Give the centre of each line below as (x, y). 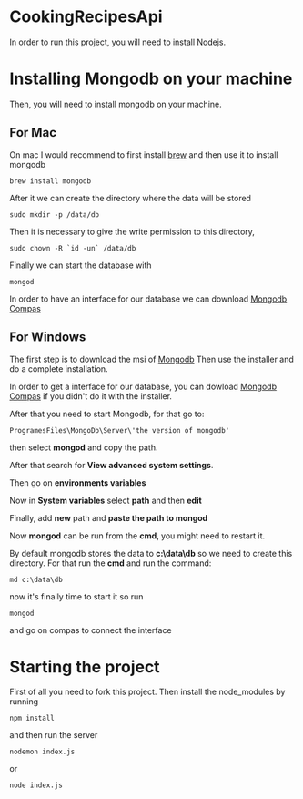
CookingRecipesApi (86, 17)
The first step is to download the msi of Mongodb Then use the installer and (151, 359)
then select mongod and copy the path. (84, 447)
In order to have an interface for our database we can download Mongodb (148, 299)
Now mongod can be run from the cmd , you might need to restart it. (137, 536)
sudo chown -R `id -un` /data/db (73, 248)
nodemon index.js (42, 752)
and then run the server (54, 735)
